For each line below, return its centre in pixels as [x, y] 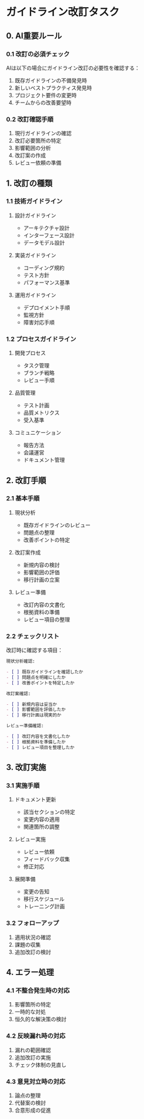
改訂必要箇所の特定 [38, 141]
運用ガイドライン [35, 295]
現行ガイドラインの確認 [43, 133]
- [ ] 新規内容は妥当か [32, 704]
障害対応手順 [39, 322]
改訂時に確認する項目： [34, 650]
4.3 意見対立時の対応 [36, 1081]
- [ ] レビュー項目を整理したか [40, 747]
